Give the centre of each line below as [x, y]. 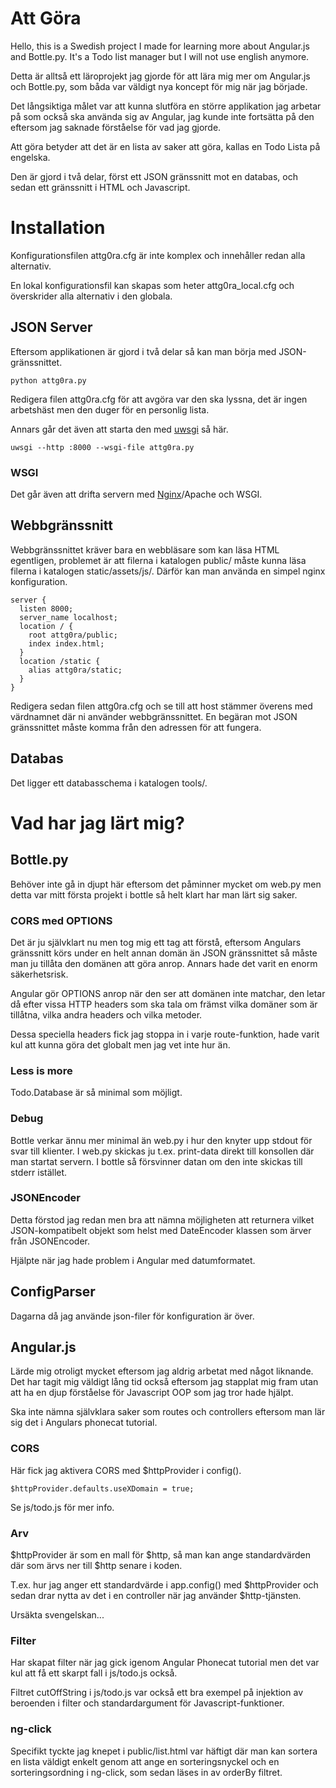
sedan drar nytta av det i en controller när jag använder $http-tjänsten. [156, 1596]
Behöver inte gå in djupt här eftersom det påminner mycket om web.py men [166, 884]
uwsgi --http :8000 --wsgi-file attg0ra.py [102, 447]
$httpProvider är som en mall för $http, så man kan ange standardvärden [160, 1555]
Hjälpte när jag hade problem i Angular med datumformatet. [133, 1260]
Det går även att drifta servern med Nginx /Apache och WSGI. [136, 494]
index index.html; [66, 643]
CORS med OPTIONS [61, 920]
